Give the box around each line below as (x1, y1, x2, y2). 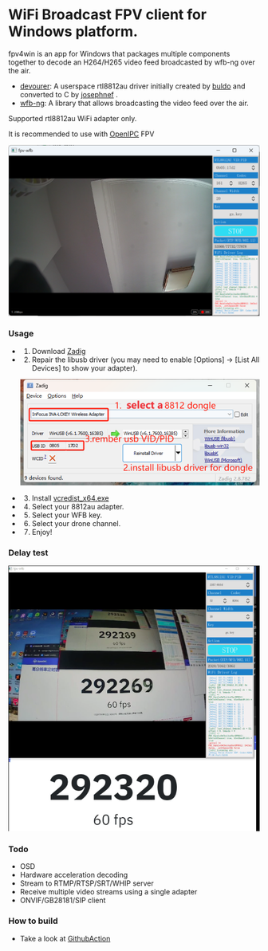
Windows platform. (8, 22, 138, 41)
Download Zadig (31, 346, 86, 356)
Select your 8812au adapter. (31, 501, 124, 511)
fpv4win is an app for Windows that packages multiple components (8, 49, 231, 58)
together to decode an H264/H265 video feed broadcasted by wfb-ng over (8, 57, 255, 67)
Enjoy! (31, 527, 53, 536)
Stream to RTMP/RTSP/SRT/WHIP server (19, 878, 154, 888)
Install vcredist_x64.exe (31, 493, 109, 503)
